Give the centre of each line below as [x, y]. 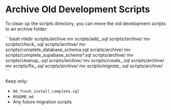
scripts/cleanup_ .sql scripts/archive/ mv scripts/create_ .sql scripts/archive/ [85, 60]
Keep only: [17, 81]
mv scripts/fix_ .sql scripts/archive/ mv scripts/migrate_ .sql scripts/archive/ [84, 66]
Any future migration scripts [42, 102]
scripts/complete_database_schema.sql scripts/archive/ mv [68, 49]
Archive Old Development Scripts [78, 9]
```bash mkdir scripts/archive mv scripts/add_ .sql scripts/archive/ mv [78, 39]
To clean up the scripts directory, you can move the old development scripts [86, 23]
